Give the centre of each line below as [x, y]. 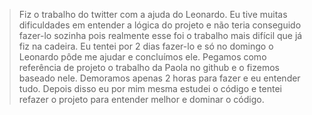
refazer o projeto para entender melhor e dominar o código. [141, 99]
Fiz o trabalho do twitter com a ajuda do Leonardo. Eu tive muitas [153, 14]
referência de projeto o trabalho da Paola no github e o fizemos [149, 67]
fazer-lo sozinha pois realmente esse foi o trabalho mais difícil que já [160, 35]
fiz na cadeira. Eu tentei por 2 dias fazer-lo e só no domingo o [146, 46]
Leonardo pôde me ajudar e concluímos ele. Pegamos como [142, 57]
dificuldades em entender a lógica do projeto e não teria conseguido [160, 25]
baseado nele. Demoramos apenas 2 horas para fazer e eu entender [159, 78]
